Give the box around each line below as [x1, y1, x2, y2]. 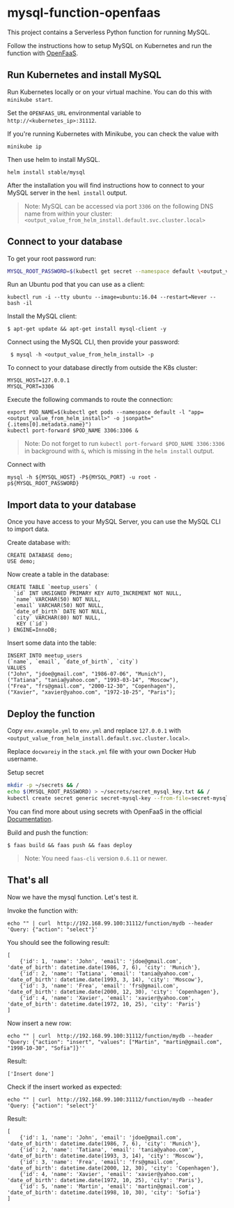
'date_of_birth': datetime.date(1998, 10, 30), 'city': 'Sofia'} [7, 1188, 201, 1196]
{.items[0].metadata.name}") [7, 421, 92, 428]
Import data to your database [7, 499, 136, 511]
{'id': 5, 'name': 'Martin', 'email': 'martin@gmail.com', [19, 1183, 195, 1190]
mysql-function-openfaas [7, 5, 161, 21]
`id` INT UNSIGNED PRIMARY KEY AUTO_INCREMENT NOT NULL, [13, 590, 182, 597]
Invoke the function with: [7, 906, 79, 915]
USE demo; [7, 558, 36, 565]
